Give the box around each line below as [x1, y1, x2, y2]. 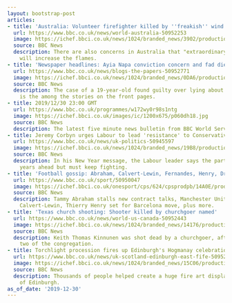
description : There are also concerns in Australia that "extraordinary [13, 49, 227, 56]
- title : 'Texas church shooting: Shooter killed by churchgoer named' [7, 209, 217, 216]
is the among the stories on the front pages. [19, 94, 156, 101]
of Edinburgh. [19, 279, 60, 286]
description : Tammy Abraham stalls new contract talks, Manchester [13, 196, 212, 203]
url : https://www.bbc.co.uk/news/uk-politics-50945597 [13, 138, 175, 145]
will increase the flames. [19, 55, 97, 62]
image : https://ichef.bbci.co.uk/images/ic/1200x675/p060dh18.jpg [13, 112, 209, 119]
